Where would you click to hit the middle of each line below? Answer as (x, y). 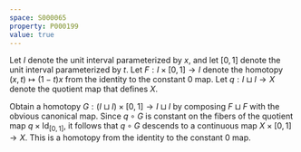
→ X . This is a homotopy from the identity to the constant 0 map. (130, 138)
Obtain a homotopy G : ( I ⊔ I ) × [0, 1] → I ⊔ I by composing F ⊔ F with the (145, 107)
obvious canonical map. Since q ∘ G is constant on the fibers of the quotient (151, 116)
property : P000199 (44, 26)
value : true (32, 34)
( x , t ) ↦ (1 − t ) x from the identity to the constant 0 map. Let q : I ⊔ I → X (142, 80)
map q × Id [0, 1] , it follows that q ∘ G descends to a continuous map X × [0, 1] (150, 127)
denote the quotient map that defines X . (84, 89)
